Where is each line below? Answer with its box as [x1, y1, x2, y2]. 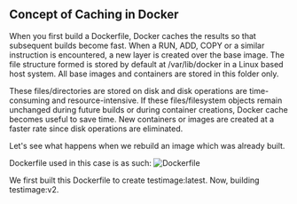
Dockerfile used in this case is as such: [9, 157, 152, 168]
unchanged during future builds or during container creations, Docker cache [9, 104, 288, 114]
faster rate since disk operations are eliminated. [9, 123, 184, 134]
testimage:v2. [9, 184, 59, 194]
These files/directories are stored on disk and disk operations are [9, 85, 248, 96]
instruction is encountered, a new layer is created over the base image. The [9, 49, 285, 60]
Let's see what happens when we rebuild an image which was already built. [9, 140, 285, 151]
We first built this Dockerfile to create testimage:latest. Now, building [9, 175, 260, 185]
